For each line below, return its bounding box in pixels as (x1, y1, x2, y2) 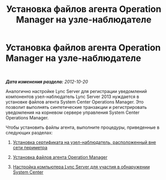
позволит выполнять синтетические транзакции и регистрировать (5, 104, 147, 110)
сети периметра (12, 144, 48, 150)
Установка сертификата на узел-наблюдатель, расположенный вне (12, 139, 157, 145)
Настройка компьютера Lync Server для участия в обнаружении (12, 164, 150, 170)
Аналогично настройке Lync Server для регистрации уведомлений (5, 88, 147, 94)
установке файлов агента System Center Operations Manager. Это (5, 98, 144, 105)
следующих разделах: (5, 129, 53, 135)
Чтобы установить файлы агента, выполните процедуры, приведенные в (5, 124, 160, 130)
